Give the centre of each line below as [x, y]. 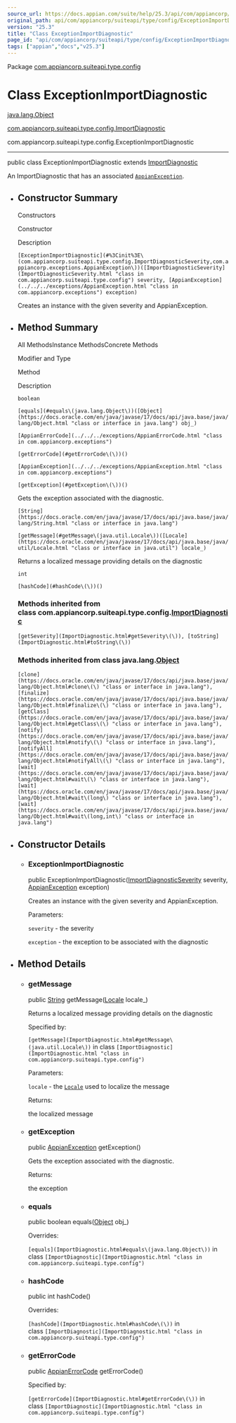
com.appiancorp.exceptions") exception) [77, 292]
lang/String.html [43, 523]
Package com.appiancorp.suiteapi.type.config [74, 67]
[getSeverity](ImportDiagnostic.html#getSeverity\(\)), [101, 636]
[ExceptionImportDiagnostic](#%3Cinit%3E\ [80, 255]
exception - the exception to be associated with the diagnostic [118, 941]
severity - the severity [61, 928]
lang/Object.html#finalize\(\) [63, 706]
